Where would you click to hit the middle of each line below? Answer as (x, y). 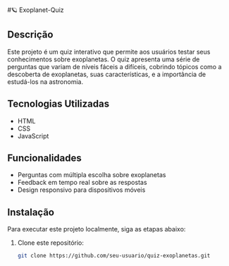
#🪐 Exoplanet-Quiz (36, 10)
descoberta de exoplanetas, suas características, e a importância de (107, 74)
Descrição (30, 35)
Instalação (31, 212)
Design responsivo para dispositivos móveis (81, 190)
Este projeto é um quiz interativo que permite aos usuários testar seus (109, 52)
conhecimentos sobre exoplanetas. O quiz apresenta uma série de (104, 59)
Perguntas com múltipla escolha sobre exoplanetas (92, 175)
